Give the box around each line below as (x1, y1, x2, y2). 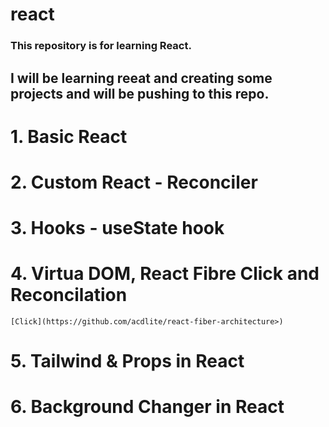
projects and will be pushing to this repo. (10, 85, 270, 102)
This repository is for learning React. (10, 39, 192, 53)
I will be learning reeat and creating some (10, 69, 273, 87)
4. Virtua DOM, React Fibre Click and (10, 263, 320, 285)
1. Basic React (10, 125, 128, 148)
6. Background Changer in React (10, 396, 285, 418)
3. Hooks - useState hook (10, 217, 225, 240)
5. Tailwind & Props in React (10, 350, 245, 373)
